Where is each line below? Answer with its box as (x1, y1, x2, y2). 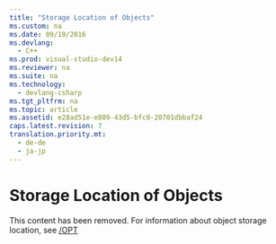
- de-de (17, 138, 47, 147)
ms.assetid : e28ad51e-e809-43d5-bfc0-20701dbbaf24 (9, 113, 203, 122)
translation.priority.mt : (9, 130, 106, 139)
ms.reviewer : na (9, 64, 70, 73)
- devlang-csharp (17, 88, 83, 97)
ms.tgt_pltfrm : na (9, 96, 78, 106)
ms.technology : (9, 80, 67, 89)
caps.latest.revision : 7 (9, 122, 102, 131)
